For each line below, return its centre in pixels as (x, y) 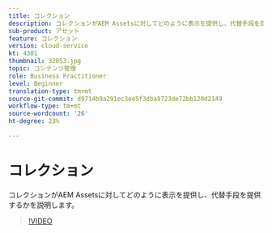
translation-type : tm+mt (50, 91)
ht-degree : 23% (34, 121)
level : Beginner (36, 83)
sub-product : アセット (44, 31)
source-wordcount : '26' (49, 114)
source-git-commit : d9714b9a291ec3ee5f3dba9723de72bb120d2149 (115, 99)
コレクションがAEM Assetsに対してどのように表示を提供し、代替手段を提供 (135, 194)
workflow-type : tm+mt (45, 106)
